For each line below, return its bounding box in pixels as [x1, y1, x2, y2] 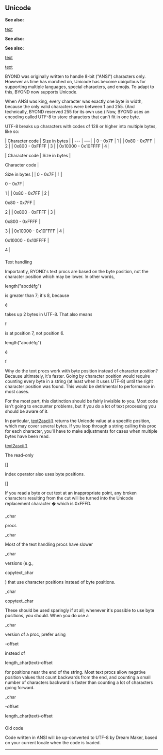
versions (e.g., [5, 560, 34, 566]
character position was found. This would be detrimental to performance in [5, 383, 155, 389]
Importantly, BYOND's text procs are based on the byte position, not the [5, 268, 149, 274]
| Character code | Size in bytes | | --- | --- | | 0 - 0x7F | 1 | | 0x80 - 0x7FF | [5, 138, 155, 144]
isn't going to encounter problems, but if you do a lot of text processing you [5, 403, 156, 409]
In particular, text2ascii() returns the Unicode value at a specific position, [5, 418, 150, 424]
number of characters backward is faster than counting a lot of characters [5, 679, 153, 685]
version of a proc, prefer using [5, 631, 66, 637]
